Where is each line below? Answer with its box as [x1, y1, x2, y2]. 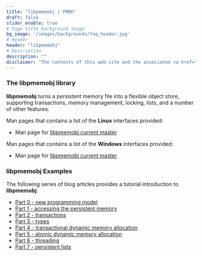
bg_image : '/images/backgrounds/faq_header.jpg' [6, 31, 130, 37]
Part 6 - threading [14, 237, 60, 244]
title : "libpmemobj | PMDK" [6, 8, 77, 15]
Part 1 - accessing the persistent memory [14, 205, 117, 212]
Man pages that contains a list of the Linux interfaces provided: [6, 117, 164, 124]
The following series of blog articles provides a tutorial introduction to [6, 181, 179, 188]
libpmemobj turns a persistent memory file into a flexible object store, [6, 93, 180, 100]
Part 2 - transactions [14, 212, 66, 219]
